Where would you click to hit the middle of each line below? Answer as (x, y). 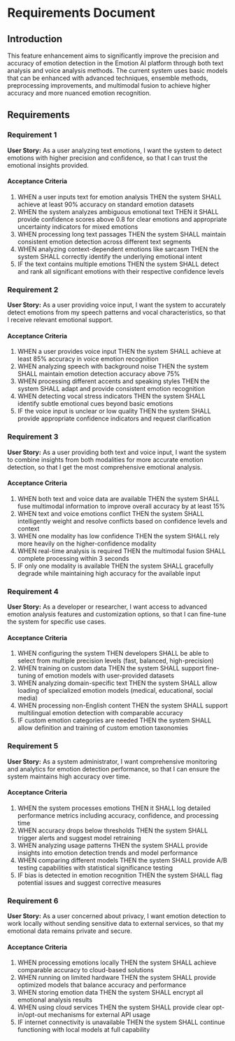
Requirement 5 (33, 746)
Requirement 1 (32, 135)
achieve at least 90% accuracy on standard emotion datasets (106, 204)
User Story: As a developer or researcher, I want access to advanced (107, 607)
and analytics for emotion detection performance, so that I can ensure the (114, 769)
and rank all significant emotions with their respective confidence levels (121, 271)
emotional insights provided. (48, 165)
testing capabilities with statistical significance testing (95, 868)
